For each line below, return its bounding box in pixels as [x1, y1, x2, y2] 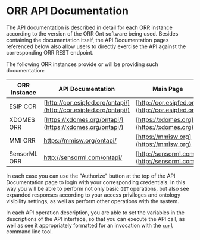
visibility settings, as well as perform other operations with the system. [6, 197, 180, 204]
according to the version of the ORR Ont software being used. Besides [6, 30, 179, 37]
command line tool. [6, 228, 54, 235]
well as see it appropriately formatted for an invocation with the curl [6, 222, 174, 229]
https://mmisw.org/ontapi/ [43, 136, 117, 144]
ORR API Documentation [6, 4, 129, 18]
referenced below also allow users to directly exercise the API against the [6, 43, 186, 50]
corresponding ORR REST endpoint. [6, 49, 94, 56]
